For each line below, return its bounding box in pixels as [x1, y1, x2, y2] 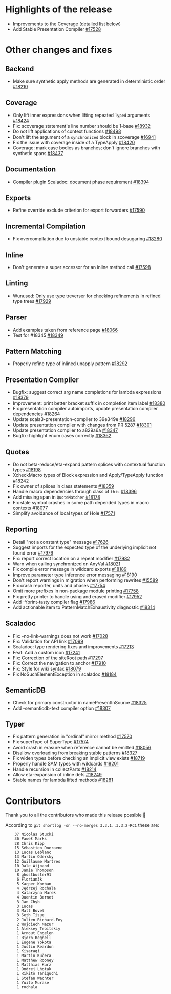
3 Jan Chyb [16, 900, 40, 905]
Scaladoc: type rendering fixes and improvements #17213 [12, 643, 134, 650]
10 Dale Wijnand [14, 864, 50, 869]
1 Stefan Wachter [16, 976, 54, 981]
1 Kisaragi [16, 949, 40, 954]
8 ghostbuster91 [16, 872, 52, 877]
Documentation [5, 165, 56, 174]
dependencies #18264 [12, 411, 60, 417]
